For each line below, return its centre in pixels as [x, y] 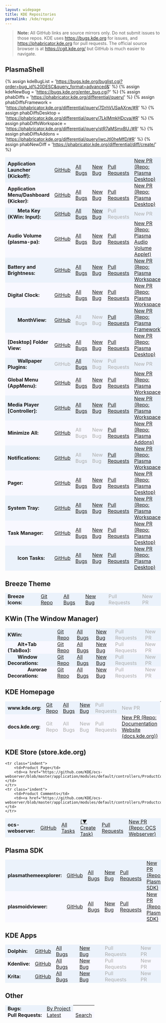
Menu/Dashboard [29, 195]
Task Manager [25, 533]
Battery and [22, 267]
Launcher [19, 170]
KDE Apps [21, 935]
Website [131, 730]
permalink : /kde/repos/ [30, 19]
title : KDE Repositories [31, 14]
